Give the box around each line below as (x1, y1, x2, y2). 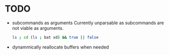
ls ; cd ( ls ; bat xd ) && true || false (12, 35, 99, 40)
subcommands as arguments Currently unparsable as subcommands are (12, 20, 164, 26)
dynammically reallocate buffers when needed (12, 44, 109, 50)
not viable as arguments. (12, 25, 64, 31)
